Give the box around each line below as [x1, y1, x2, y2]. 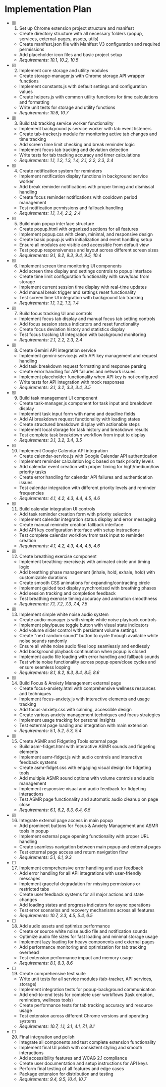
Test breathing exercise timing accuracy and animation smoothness [19, 595, 158, 601]
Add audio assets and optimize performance [19, 923, 110, 929]
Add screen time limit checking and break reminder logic [19, 141, 135, 147]
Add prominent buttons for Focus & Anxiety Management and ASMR [19, 823, 159, 829]
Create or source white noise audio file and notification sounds [19, 928, 148, 934]
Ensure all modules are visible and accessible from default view [19, 242, 149, 248]
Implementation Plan [4, 3, 92, 15]
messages [19, 875, 41, 881]
